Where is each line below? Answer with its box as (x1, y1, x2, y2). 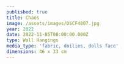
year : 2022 (6, 26, 34, 32)
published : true (6, 9, 48, 15)
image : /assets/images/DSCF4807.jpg (6, 20, 100, 26)
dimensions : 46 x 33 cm (6, 49, 67, 55)
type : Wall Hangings (6, 37, 59, 43)
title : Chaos (6, 15, 40, 21)
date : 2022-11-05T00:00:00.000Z (6, 32, 89, 38)
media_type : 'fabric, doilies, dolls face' (6, 43, 119, 49)
